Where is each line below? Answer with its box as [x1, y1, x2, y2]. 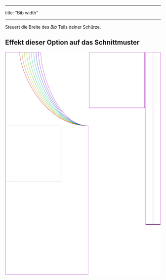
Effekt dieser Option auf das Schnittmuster [5, 38, 140, 47]
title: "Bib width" [5, 10, 39, 15]
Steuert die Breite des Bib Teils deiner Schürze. [5, 24, 101, 30]
